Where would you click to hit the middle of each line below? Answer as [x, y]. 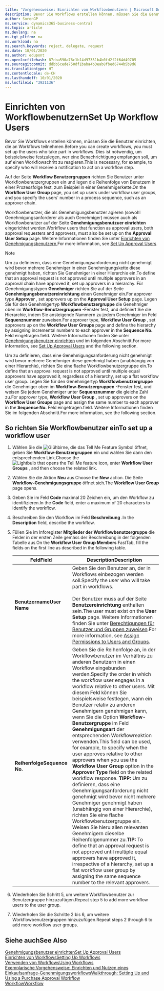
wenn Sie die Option [95, 717]
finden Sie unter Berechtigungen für [113, 623]
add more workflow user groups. [45, 925]
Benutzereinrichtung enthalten [108, 605]
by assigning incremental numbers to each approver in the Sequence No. [79, 330]
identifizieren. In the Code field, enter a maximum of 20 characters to [81, 503]
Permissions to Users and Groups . [111, 642]
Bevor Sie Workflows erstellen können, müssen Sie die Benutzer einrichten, [81, 141]
